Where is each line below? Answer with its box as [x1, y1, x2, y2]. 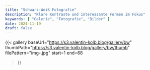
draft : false [5, 26, 32, 31]
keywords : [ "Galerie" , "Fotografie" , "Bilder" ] [5, 16, 110, 21]
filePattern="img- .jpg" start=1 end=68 [5, 50, 83, 56]
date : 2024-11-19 [5, 21, 41, 26]
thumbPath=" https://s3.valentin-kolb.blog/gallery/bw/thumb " [5, 45, 130, 51]
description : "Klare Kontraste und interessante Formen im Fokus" [5, 12, 146, 17]
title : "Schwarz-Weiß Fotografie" [5, 7, 77, 12]
